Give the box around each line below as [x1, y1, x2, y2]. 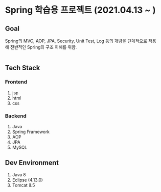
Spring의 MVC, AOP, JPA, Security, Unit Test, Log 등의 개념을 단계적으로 [5, 38, 148, 44]
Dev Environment [5, 159, 59, 167]
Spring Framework [12, 129, 50, 135]
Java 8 [12, 171, 26, 177]
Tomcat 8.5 [12, 182, 35, 188]
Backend [5, 112, 27, 119]
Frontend [5, 79, 27, 85]
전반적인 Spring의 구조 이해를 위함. [10, 44, 77, 50]
